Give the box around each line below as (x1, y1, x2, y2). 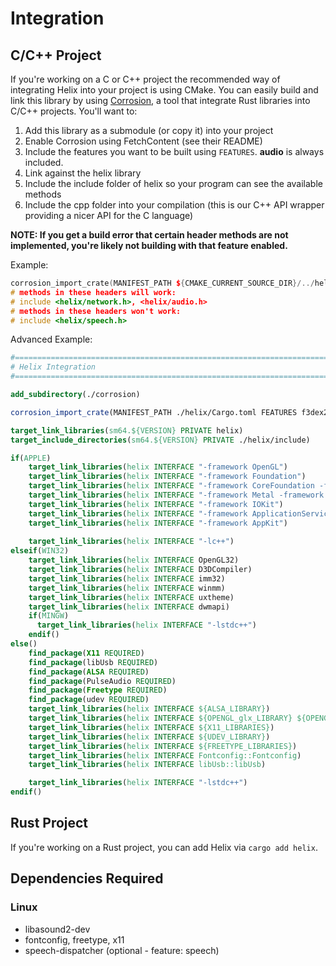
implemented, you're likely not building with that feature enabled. (10, 240, 288, 251)
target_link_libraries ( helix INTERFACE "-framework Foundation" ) (28, 472, 307, 482)
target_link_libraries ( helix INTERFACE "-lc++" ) (28, 537, 235, 547)
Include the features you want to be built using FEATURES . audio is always (24, 146, 325, 157)
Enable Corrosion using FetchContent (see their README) (24, 135, 263, 147)
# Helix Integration (10, 362, 97, 372)
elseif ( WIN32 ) (10, 546, 70, 556)
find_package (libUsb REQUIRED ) (28, 657, 159, 667)
